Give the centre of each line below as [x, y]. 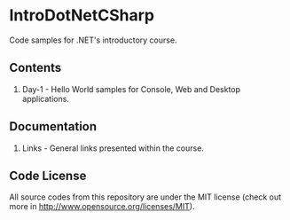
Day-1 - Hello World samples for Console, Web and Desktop [131, 89]
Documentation [53, 126]
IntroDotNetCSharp [82, 16]
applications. [45, 98]
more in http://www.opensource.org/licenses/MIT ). [102, 207]
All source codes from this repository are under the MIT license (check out [145, 197]
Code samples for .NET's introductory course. [93, 40]
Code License [48, 175]
